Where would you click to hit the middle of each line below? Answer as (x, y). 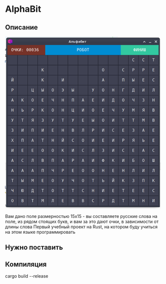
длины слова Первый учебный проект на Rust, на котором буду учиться (82, 227)
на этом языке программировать (40, 232)
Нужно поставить (34, 248)
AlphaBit (23, 9)
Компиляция (26, 264)
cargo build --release (27, 276)
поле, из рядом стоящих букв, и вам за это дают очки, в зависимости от (82, 221)
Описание (21, 27)
